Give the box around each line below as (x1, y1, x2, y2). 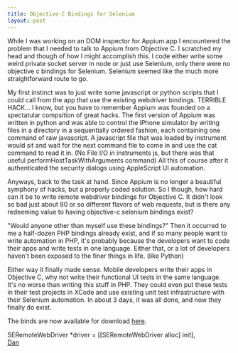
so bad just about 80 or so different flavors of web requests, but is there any (7, 200, 231, 208)
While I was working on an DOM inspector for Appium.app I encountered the (7, 36, 231, 45)
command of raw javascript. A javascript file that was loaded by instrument (7, 133, 227, 142)
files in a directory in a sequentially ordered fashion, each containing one (7, 126, 221, 134)
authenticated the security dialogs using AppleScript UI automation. (7, 163, 206, 172)
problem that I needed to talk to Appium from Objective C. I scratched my (7, 44, 222, 53)
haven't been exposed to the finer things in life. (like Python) (7, 251, 184, 260)
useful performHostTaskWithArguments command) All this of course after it (7, 156, 229, 164)
